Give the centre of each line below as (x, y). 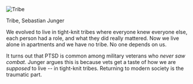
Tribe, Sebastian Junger (35, 21)
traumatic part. (24, 75)
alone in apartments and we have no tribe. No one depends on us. (86, 44)
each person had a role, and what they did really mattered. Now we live (93, 38)
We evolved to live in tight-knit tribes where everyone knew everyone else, (97, 32)
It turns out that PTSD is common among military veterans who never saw (96, 56)
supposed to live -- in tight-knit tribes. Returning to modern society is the (95, 68)
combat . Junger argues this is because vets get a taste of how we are (91, 62)
